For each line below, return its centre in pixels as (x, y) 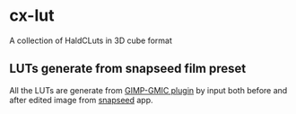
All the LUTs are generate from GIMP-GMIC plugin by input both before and (148, 90)
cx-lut (32, 16)
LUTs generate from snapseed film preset (128, 69)
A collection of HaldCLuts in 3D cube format (91, 40)
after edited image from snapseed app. (82, 100)
